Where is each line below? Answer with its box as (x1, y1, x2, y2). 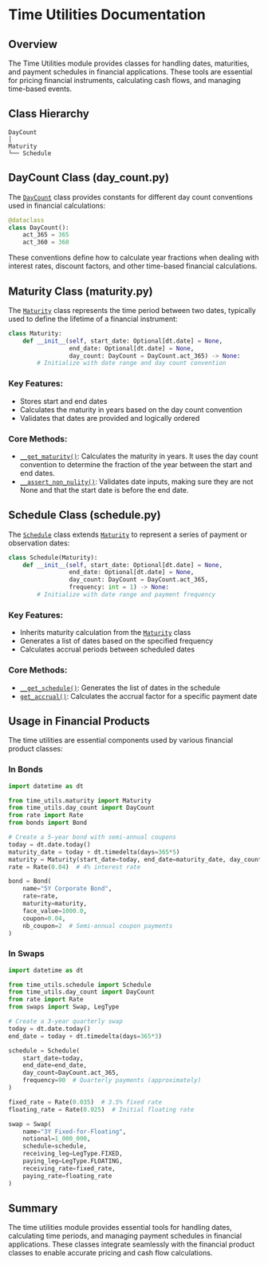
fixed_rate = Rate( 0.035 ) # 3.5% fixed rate (8, 1098, 162, 1106)
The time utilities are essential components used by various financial (8, 736, 234, 745)
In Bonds (8, 764, 44, 775)
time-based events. (8, 84, 73, 93)
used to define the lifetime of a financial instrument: (8, 314, 178, 323)
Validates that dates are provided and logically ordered (19, 413, 200, 422)
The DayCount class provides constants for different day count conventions (8, 192, 254, 201)
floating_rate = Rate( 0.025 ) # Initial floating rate (8, 1105, 195, 1113)
